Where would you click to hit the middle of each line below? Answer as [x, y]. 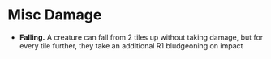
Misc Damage [55, 15]
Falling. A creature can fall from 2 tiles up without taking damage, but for [141, 37]
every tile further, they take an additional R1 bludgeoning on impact [131, 45]
